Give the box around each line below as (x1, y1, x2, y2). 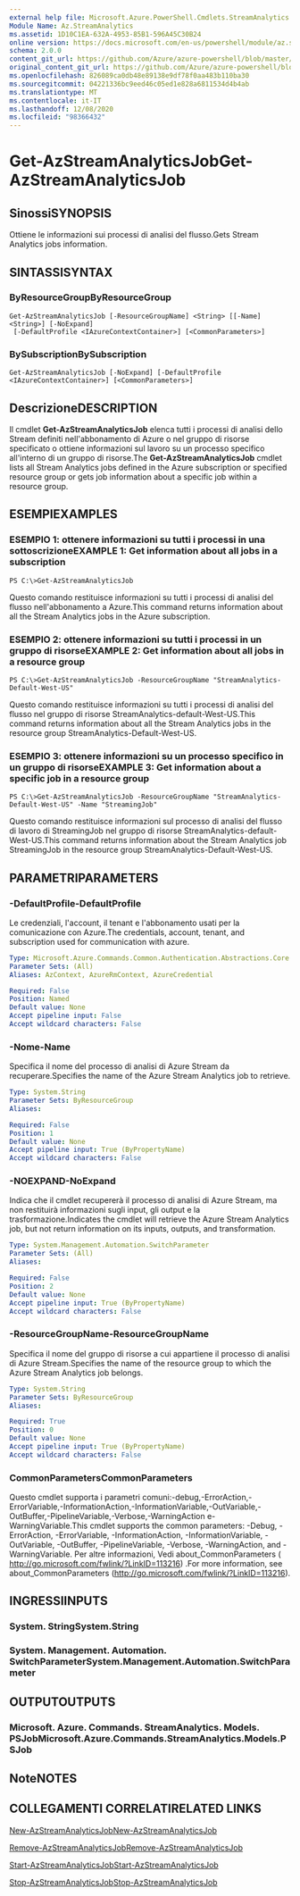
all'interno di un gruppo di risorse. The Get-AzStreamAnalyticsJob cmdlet (9, 452, 283, 463)
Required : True (9, 1417, 66, 1426)
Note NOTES (9, 1771, 78, 1786)
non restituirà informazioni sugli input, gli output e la (9, 1205, 201, 1215)
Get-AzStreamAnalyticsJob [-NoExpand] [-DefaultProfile (9, 368, 221, 378)
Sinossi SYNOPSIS (9, 205, 112, 221)
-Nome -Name (9, 1040, 71, 1053)
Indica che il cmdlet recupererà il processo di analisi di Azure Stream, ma (9, 1195, 278, 1206)
